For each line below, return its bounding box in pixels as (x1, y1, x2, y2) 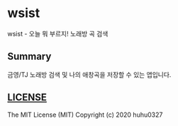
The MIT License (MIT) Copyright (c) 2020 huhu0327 (7, 110, 163, 119)
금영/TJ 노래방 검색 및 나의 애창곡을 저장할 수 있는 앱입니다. (7, 70, 172, 79)
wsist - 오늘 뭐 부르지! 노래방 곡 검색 (7, 29, 109, 38)
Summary (7, 51, 52, 63)
